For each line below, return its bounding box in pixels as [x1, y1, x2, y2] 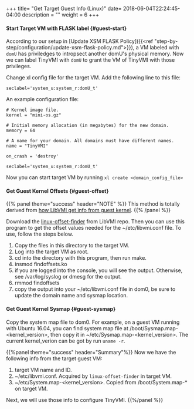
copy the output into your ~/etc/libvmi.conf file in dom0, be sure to [14, 286, 176, 293]
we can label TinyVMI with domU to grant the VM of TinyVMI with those [6, 56, 175, 63]
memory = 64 [6, 128, 35, 134]
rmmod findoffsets [14, 279, 60, 287]
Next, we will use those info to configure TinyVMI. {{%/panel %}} [6, 396, 164, 403]
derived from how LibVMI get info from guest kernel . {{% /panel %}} [6, 207, 171, 214]
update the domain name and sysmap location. [14, 292, 128, 299]
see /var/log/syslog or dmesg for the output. [14, 273, 122, 280]
